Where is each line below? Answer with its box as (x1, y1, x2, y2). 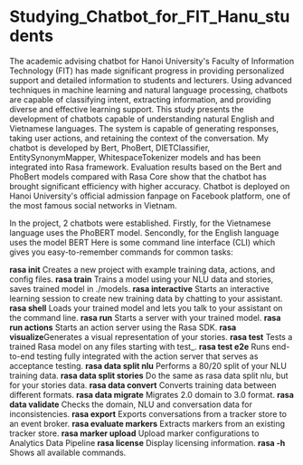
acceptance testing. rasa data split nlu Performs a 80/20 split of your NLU (9, 360, 288, 371)
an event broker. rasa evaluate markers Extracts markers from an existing (9, 418, 286, 429)
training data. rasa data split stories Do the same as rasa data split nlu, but (9, 370, 289, 381)
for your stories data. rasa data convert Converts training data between (9, 379, 278, 391)
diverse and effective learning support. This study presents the (9, 103, 244, 114)
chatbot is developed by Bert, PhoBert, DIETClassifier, (9, 142, 211, 153)
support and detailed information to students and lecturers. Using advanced (9, 74, 292, 85)
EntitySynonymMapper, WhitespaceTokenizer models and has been (9, 151, 261, 162)
